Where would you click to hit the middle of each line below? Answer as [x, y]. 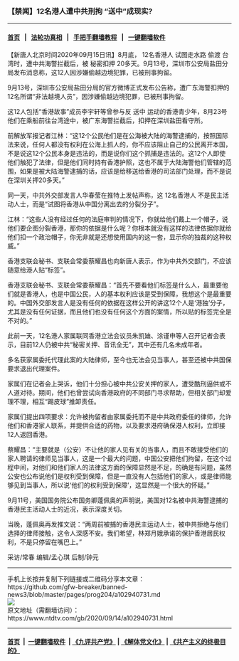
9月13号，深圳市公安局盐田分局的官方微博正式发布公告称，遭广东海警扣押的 [118, 88]
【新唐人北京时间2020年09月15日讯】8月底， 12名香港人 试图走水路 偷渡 [114, 54]
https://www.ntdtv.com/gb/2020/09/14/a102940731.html [90, 618]
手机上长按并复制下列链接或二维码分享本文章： [76, 578]
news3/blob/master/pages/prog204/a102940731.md [84, 594]
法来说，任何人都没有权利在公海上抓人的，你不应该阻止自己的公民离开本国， [119, 144]
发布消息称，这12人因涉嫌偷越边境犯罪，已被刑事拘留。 [95, 72]
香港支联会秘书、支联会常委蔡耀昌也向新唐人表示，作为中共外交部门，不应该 [119, 260]
